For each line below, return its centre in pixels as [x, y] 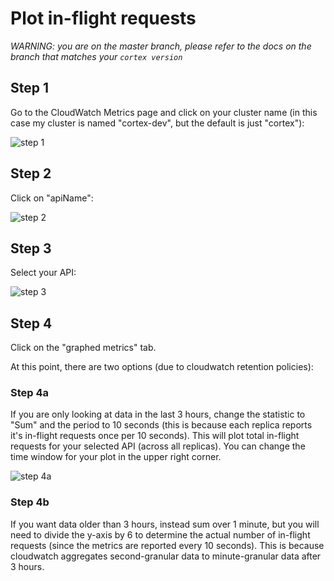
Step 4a [30, 393]
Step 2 [31, 173]
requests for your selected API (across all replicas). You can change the [158, 446]
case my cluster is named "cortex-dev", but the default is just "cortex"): [157, 123]
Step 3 [31, 248]
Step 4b [30, 502]
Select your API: [43, 273]
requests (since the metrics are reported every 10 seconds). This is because [167, 545]
